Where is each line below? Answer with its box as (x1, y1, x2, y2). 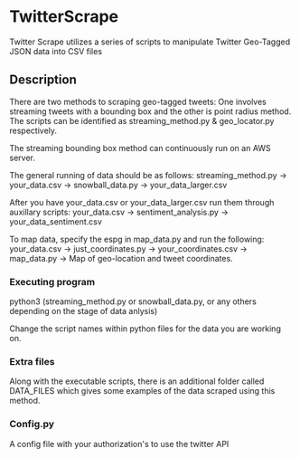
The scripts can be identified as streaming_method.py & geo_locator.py (9, 115, 275, 126)
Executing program (9, 275, 96, 288)
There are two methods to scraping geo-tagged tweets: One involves (9, 96, 267, 107)
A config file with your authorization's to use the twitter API (9, 438, 230, 449)
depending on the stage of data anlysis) (9, 306, 158, 317)
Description (9, 72, 77, 88)
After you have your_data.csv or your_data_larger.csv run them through (9, 196, 275, 207)
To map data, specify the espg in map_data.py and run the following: (9, 234, 265, 244)
